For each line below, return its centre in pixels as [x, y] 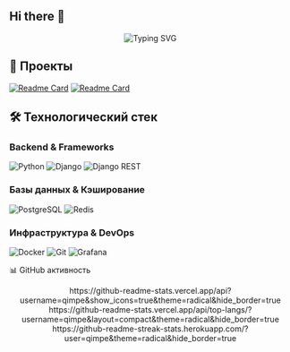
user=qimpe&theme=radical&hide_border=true [150, 338]
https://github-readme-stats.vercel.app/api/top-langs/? [150, 309]
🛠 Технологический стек [84, 117]
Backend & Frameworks [62, 147]
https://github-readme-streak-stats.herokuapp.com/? [150, 329]
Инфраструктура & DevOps [72, 232]
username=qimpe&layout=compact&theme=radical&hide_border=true [150, 319]
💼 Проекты [41, 67]
